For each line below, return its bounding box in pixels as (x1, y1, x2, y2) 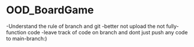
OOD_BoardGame (6, 3, 94, 17)
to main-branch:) (6, 35, 47, 42)
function (6, 28, 27, 35)
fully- (166, 23, 179, 30)
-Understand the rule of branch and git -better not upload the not (6, 23, 165, 30)
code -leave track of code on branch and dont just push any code (27, 28, 188, 35)
